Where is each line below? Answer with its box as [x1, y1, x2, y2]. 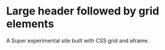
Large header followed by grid [6, 4, 160, 18]
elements [6, 17, 54, 31]
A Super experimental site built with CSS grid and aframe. [6, 37, 149, 44]
